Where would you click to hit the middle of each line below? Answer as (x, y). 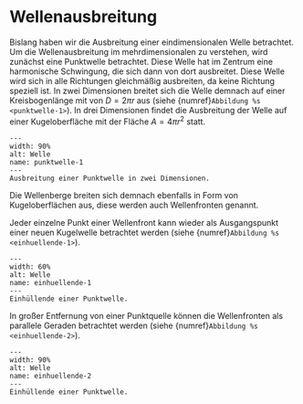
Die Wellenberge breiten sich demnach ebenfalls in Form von (124, 195)
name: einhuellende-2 (51, 376)
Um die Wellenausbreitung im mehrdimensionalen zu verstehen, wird (139, 51)
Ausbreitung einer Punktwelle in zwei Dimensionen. (110, 178)
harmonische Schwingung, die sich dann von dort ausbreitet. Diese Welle (147, 71)
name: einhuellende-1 (51, 282)
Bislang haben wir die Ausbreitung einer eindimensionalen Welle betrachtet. (152, 42)
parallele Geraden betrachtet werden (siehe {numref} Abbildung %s (134, 325)
